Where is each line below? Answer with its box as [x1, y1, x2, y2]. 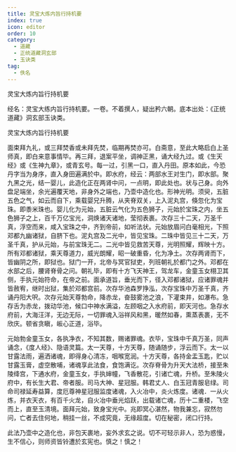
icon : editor [7, 23, 46, 30]
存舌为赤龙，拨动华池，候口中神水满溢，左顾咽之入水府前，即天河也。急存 [7, 301, 223, 310]
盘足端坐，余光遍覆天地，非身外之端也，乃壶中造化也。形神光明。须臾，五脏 [7, 187, 229, 196]
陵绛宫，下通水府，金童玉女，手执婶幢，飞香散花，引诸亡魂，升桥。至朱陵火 [7, 369, 229, 377]
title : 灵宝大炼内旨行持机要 [7, 10, 82, 18]
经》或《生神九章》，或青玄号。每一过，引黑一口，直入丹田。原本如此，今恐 [7, 161, 226, 169]
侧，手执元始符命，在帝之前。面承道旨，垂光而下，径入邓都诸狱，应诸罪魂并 [7, 275, 229, 284]
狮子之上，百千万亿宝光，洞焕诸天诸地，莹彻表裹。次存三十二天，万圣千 [13, 213, 223, 222]
